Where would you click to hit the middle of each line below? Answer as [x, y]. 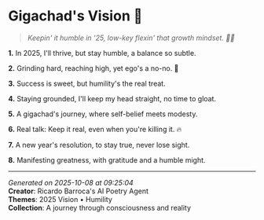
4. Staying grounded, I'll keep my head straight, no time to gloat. [112, 98]
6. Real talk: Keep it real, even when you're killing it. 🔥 [95, 129]
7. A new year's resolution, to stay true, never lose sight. [99, 145]
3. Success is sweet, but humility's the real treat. [87, 83]
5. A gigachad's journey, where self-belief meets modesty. [103, 114]
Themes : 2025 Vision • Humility [60, 199]
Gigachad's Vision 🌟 [75, 16]
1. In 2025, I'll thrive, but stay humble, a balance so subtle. [102, 53]
